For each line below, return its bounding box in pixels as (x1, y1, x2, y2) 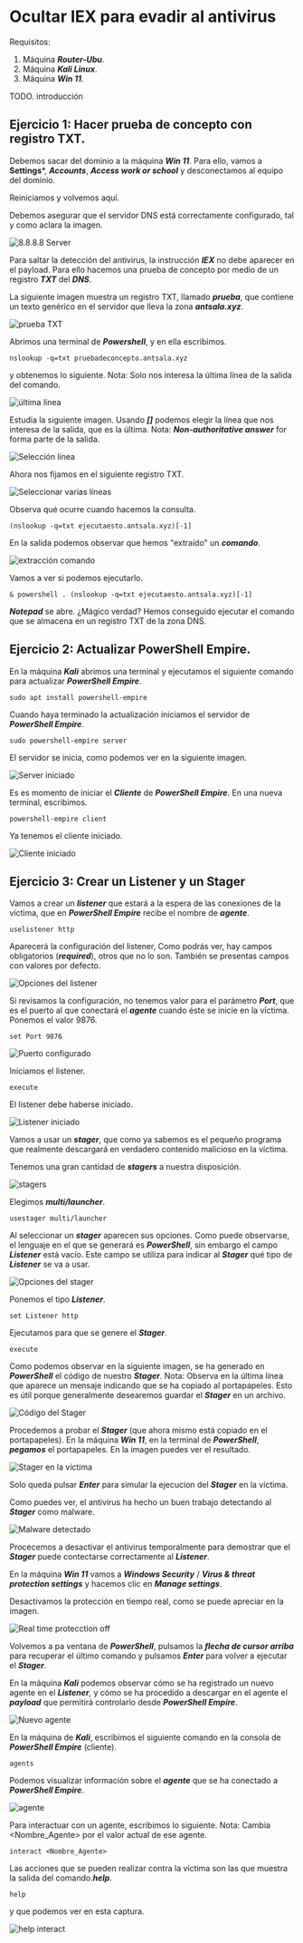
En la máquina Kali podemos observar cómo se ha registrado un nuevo (9, 1677, 274, 1688)
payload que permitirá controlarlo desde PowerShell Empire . (9, 1697, 238, 1708)
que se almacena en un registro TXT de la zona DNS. (9, 615, 206, 627)
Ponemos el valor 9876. (9, 1015, 98, 1025)
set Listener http (9, 1312, 79, 1321)
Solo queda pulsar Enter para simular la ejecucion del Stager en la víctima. (9, 1480, 289, 1491)
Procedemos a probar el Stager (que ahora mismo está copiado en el (9, 1425, 269, 1436)
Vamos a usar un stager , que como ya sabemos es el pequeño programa (9, 1134, 282, 1145)
